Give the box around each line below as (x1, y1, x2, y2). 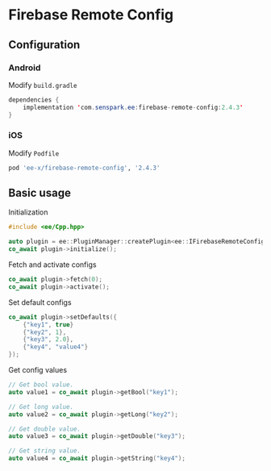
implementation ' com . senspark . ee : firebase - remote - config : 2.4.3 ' (23, 103, 244, 111)
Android (8, 62, 41, 73)
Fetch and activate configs (8, 260, 97, 269)
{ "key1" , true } (23, 320, 74, 328)
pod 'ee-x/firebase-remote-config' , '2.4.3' (8, 164, 161, 172)
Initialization (8, 207, 48, 217)
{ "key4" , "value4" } (23, 343, 89, 352)
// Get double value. (8, 425, 81, 433)
